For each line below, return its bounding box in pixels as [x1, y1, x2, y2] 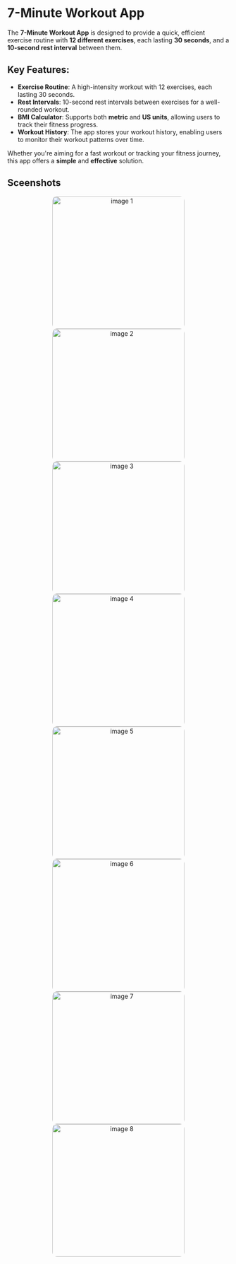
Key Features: [7, 64, 70, 76]
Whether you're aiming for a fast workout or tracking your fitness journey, [7, 148, 221, 157]
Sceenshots [7, 177, 61, 189]
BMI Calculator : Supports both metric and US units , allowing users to [17, 112, 221, 121]
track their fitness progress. [17, 120, 99, 129]
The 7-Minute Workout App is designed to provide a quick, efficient [7, 28, 206, 37]
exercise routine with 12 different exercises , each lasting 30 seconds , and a [7, 35, 230, 44]
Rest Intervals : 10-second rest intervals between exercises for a [17, 98, 204, 106]
